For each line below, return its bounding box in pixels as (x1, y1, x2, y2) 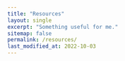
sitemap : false (7, 29, 52, 37)
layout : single (7, 17, 52, 24)
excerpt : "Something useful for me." (7, 23, 119, 30)
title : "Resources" (7, 10, 65, 18)
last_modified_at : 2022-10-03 (7, 43, 97, 50)
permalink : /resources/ (7, 36, 78, 43)
